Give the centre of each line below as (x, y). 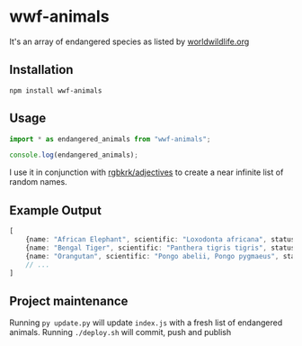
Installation (41, 70)
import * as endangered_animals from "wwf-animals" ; (110, 139)
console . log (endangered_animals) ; (74, 155)
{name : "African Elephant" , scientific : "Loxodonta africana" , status (160, 240)
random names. (38, 182)
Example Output (55, 210)
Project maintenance (69, 300)
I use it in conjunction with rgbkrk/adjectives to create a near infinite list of (147, 172)
